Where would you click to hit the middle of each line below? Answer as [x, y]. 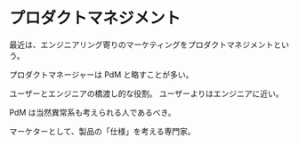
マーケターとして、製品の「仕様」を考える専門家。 [102, 131]
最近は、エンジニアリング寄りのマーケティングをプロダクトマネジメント [141, 44]
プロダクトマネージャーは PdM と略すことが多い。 [101, 74]
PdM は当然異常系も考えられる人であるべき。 [93, 112]
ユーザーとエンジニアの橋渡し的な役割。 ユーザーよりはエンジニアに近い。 [147, 93]
